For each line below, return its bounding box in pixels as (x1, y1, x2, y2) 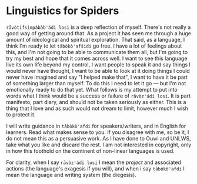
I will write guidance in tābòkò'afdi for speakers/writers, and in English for (6, 122, 186, 129)
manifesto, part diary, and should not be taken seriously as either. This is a (6, 98, 186, 105)
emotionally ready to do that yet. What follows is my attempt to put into (6, 86, 178, 93)
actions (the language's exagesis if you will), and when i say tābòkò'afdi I (6, 165, 185, 172)
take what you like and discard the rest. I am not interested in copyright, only (6, 141, 192, 148)
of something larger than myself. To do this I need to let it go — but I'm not (6, 79, 186, 86)
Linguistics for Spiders (6, 4, 119, 18)
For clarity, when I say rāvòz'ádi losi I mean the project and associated (6, 159, 181, 166)
